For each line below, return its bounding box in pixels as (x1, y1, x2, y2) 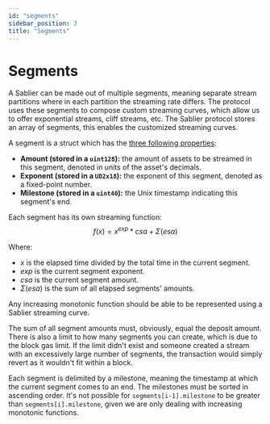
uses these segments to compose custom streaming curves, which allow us (8, 106, 260, 115)
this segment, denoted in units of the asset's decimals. (19, 162, 202, 172)
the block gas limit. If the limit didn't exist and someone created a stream (8, 340, 250, 350)
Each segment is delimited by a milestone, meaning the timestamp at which (8, 373, 259, 383)
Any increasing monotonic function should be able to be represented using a (8, 299, 263, 309)
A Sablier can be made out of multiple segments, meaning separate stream (8, 88, 257, 98)
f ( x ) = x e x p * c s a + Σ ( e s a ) (93, 225, 178, 236)
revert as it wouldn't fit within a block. (8, 357, 133, 367)
